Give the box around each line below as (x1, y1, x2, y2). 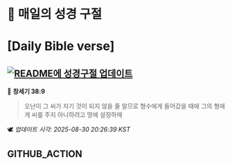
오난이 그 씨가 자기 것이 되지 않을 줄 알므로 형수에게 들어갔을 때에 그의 (24, 102, 213, 111)
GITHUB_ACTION (7, 148, 83, 160)
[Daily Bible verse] (7, 39, 115, 54)
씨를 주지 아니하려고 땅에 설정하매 (31, 111, 123, 119)
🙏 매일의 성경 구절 (7, 6, 102, 22)
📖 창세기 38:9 (7, 87, 45, 95)
